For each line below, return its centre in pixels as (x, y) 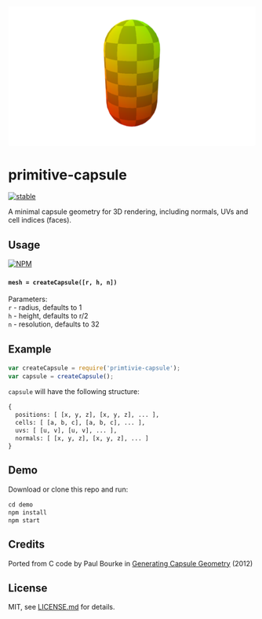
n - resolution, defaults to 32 (54, 324)
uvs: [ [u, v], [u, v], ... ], (66, 431)
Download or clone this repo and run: (68, 489)
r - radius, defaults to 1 (45, 308)
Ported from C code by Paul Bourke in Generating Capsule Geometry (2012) (131, 563)
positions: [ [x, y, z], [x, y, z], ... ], (87, 415)
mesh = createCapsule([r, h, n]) (63, 282)
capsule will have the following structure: (74, 392)
